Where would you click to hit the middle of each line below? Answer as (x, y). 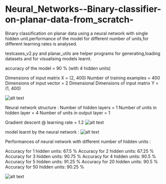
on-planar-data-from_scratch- (69, 20)
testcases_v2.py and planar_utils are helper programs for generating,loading (83, 53)
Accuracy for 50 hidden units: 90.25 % (45, 167)
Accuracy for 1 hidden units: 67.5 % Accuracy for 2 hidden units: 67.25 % (80, 151)
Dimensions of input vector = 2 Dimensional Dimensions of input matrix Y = (82, 83)
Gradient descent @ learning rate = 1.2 (45, 122)
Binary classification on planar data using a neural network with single (77, 33)
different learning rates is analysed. (41, 44)
